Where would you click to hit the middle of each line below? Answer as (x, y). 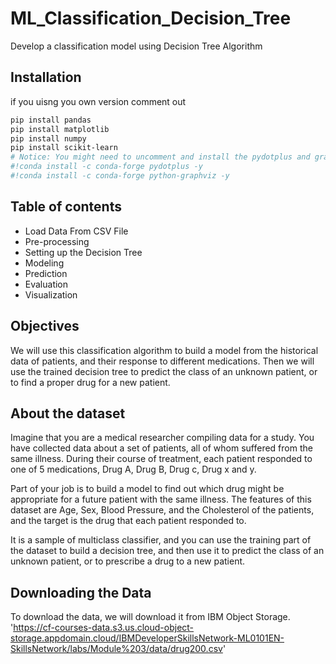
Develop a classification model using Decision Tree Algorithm (136, 46)
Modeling (44, 263)
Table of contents (66, 207)
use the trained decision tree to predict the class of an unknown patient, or (164, 371)
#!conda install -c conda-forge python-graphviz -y (120, 176)
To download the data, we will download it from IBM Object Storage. (150, 617)
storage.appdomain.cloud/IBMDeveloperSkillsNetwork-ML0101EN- (147, 638)
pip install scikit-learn (64, 148)
